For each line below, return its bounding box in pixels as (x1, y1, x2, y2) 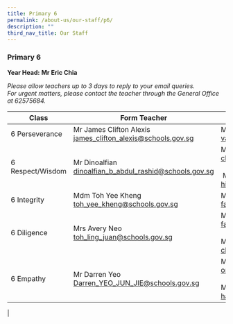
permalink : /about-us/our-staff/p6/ (7, 17, 113, 24)
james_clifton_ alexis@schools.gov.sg (73, 133, 194, 143)
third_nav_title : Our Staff (7, 29, 89, 37)
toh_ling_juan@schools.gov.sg (73, 232, 173, 241)
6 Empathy (10, 273, 46, 283)
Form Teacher (120, 112, 168, 122)
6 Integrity (10, 195, 45, 205)
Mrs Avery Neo (73, 223, 123, 233)
